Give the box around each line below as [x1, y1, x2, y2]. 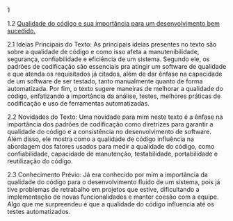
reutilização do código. [7, 157, 73, 165]
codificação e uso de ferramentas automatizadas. [7, 99, 150, 107]
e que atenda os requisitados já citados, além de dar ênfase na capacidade [7, 69, 223, 78]
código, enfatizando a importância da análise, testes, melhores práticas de [7, 92, 221, 100]
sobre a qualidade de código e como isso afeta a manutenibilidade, [7, 48, 200, 56]
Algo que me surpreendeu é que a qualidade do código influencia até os [7, 200, 214, 208]
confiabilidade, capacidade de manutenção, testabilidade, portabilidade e [7, 149, 218, 158]
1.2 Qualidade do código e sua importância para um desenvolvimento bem [7, 19, 220, 27]
